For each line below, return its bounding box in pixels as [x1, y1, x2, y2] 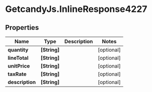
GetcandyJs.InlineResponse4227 [5, 3, 147, 15]
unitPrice [8, 63, 30, 69]
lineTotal [8, 55, 29, 61]
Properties [5, 23, 39, 32]
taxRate [8, 71, 27, 78]
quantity [8, 46, 29, 53]
